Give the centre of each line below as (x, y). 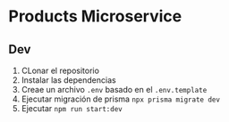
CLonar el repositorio (60, 70)
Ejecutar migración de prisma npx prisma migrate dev (121, 99)
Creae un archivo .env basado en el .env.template (114, 89)
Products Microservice (95, 16)
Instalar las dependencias (69, 80)
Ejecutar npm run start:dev (72, 108)
